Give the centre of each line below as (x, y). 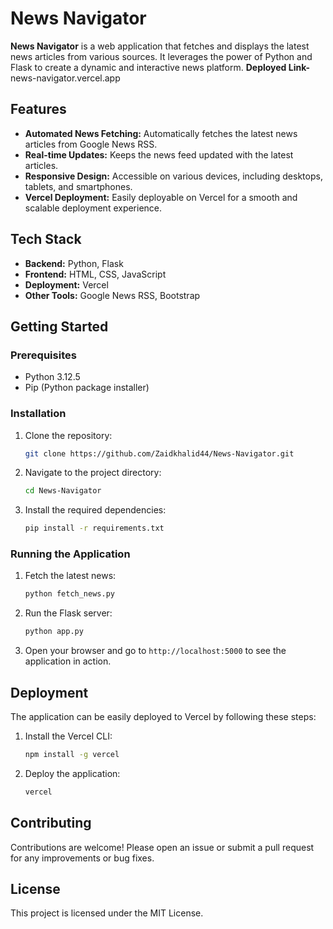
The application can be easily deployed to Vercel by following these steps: (163, 717)
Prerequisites (43, 355)
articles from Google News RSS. (91, 144)
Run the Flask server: (68, 613)
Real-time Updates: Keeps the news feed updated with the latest (159, 154)
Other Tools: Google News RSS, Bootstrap (112, 295)
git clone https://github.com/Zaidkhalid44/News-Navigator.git (159, 453)
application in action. (68, 661)
